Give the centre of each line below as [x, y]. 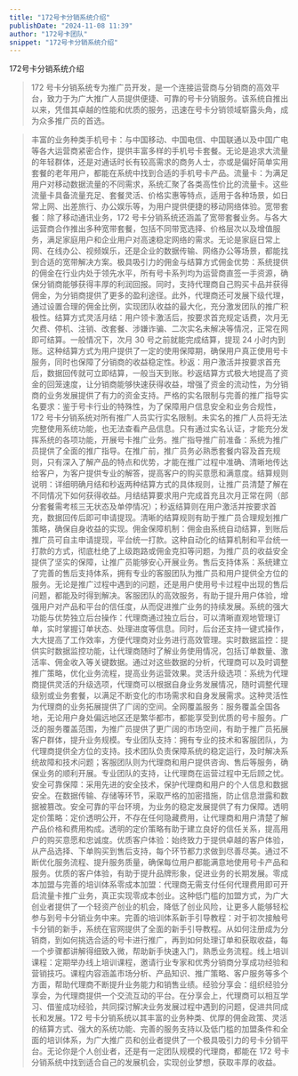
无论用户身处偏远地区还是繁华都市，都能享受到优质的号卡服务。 [164, 718]
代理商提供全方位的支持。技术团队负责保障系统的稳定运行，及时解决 [156, 751]
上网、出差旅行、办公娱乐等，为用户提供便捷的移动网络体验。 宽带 [160, 206]
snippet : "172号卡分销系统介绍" [64, 42]
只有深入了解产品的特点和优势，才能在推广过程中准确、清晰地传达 [168, 462]
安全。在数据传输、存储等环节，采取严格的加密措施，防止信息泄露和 [156, 796]
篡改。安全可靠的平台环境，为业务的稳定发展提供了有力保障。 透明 [168, 807]
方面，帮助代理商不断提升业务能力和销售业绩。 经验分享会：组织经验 [156, 984]
